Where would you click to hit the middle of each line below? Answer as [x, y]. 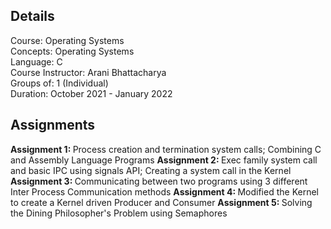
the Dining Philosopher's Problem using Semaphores [119, 213]
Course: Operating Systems [67, 40]
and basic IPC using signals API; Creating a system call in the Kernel [151, 170]
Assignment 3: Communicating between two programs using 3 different [159, 181]
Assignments [53, 125]
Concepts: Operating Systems [72, 51]
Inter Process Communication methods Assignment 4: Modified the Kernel [164, 191]
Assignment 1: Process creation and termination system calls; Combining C [166, 149]
